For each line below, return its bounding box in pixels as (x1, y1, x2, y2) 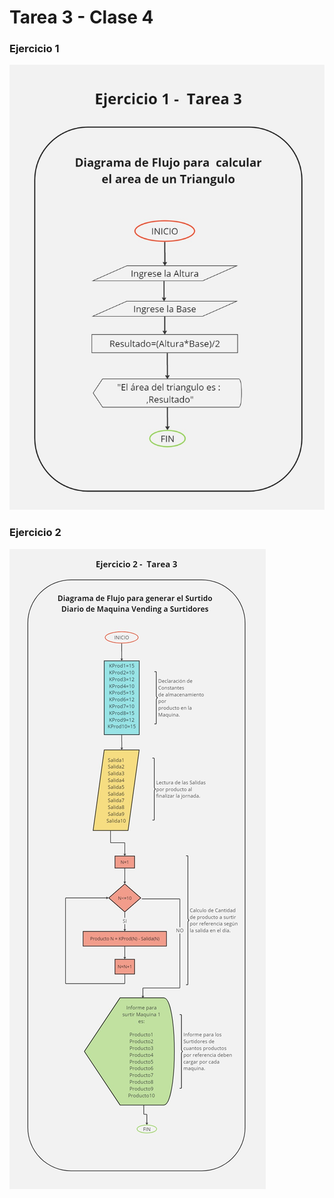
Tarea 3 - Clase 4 (9, 6, 154, 29)
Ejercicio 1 (9, 42, 60, 56)
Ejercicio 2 (9, 526, 62, 540)
